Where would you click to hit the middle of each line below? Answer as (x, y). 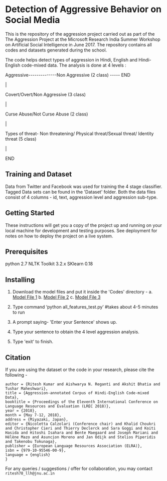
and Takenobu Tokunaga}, (31, 442)
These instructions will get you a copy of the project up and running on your (83, 225)
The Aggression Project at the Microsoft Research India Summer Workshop (83, 39)
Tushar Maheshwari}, (27, 389)
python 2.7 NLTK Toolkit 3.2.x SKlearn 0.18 (49, 264)
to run (19, 312)
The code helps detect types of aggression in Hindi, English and (71, 59)
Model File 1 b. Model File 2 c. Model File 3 (56, 297)
